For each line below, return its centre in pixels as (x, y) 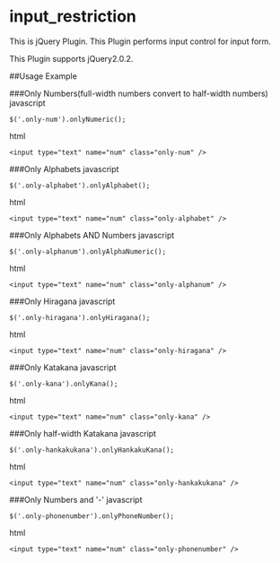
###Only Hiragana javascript (62, 301)
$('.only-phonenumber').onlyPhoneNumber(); (92, 516)
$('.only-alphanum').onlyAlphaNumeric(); (88, 251)
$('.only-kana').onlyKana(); (64, 384)
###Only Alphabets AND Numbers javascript (92, 235)
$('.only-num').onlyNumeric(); (68, 119)
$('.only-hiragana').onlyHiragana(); (80, 317)
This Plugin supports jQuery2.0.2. (71, 58)
